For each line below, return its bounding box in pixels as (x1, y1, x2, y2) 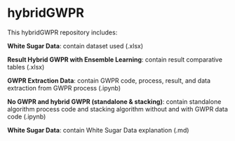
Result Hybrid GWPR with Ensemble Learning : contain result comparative (7, 55, 223, 64)
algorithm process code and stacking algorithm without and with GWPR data (7, 105, 228, 113)
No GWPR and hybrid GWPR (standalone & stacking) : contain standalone (7, 97, 222, 106)
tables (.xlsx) (7, 62, 45, 71)
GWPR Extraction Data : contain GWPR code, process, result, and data (7, 76, 211, 85)
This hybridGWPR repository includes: (7, 28, 118, 36)
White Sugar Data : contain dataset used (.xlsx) (7, 41, 144, 50)
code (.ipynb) (7, 112, 46, 121)
